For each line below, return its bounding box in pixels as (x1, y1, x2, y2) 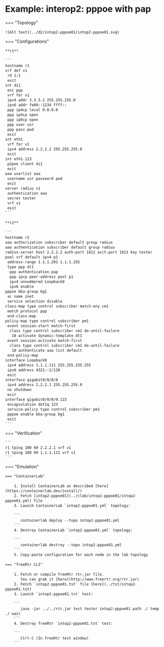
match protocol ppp (7, 308, 48, 314)
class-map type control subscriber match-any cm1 (5, 303, 109, 309)
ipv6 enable (9, 284, 34, 289)
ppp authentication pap (9, 269, 58, 274)
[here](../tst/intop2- (90, 582, 137, 587)
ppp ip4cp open (7, 112, 38, 117)
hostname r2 (5, 235, 29, 240)
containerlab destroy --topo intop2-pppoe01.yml (20, 542, 122, 547)
